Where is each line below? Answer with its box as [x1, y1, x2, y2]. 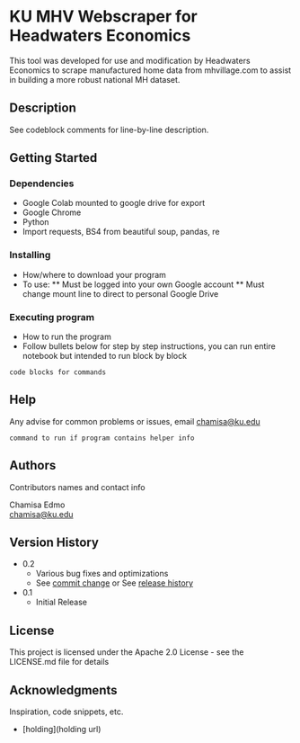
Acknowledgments [9, 682, 119, 698]
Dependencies [9, 177, 75, 190]
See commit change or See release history [35, 577, 194, 588]
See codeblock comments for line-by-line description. [9, 124, 209, 135]
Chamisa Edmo [9, 499, 66, 510]
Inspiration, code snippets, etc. [9, 706, 124, 717]
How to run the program [22, 331, 112, 343]
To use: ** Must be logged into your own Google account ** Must [22, 279, 265, 290]
